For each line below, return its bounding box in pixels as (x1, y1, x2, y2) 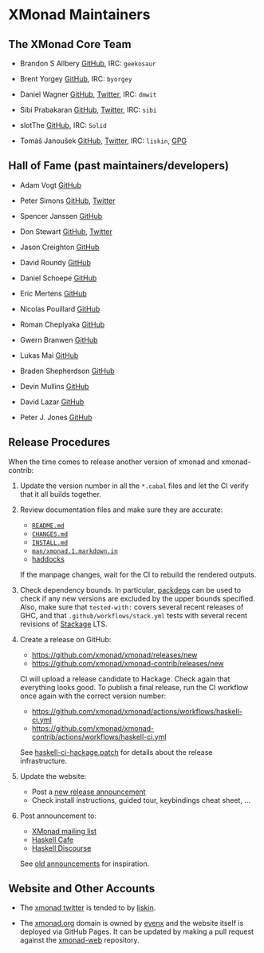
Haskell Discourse (31, 843, 92, 852)
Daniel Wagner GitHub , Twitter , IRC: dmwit (19, 89, 157, 99)
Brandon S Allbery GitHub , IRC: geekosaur (19, 58, 156, 68)
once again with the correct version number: (19, 691, 166, 701)
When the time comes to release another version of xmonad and (8, 457, 220, 467)
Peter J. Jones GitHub (19, 412, 93, 422)
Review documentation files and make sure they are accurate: (19, 505, 223, 514)
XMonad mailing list (31, 826, 97, 836)
